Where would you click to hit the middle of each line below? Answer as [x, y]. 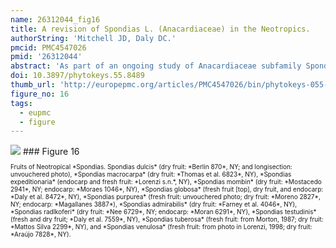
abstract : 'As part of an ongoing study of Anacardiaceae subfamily [156, 66]
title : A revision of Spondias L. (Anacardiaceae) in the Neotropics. [160, 29]
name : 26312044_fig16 [55, 19]
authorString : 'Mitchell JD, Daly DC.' [93, 38]
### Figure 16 [51, 152]
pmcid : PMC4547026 [48, 47]
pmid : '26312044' [46, 57]
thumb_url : [33, 85]
